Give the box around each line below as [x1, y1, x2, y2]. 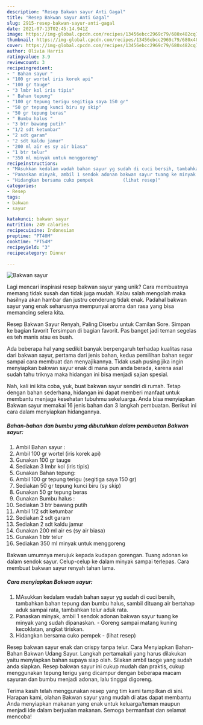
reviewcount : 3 [7, 59, 45, 65]
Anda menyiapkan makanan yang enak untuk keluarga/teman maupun [7, 700, 180, 707]
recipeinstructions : [7, 161, 59, 167]
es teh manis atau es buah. [7, 333, 74, 341]
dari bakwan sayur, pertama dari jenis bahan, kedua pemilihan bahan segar [7, 351, 193, 359]
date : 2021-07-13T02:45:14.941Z [7, 25, 88, 32]
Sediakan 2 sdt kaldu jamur [15, 520, 84, 528]
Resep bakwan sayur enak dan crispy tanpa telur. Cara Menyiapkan [7, 644, 174, 651]
